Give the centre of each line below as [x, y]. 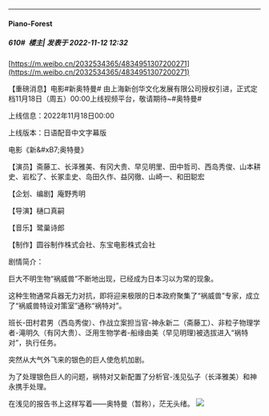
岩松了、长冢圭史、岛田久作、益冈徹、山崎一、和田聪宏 [113, 176]
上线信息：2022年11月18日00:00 [61, 115]
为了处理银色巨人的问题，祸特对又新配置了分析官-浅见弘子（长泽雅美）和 [129, 376]
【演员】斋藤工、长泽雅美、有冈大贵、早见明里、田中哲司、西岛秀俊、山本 [131, 166]
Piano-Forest [30, 23]
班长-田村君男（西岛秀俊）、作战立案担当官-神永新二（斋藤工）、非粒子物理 [131, 322]
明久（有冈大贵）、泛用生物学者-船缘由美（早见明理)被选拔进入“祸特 [137, 332]
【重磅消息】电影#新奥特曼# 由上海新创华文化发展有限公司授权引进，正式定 [133, 88]
